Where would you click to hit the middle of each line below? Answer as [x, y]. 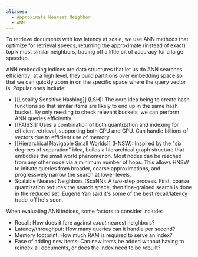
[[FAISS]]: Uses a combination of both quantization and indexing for [97, 125]
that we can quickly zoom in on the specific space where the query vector [96, 82]
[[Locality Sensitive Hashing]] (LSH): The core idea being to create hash [102, 100]
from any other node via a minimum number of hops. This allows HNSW [102, 162]
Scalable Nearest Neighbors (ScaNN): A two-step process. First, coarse [102, 181]
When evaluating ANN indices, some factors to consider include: [85, 211]
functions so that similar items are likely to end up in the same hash [96, 106]
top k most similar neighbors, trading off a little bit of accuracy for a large [95, 52]
